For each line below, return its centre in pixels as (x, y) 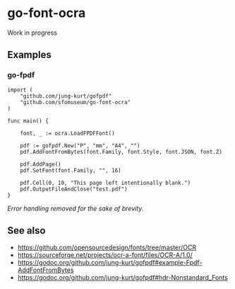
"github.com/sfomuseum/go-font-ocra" (76, 102)
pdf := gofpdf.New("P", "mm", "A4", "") (80, 146)
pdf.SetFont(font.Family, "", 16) (71, 170)
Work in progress (32, 33)
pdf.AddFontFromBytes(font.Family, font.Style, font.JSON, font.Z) (121, 152)
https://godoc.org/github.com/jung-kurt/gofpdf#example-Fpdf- (110, 263)
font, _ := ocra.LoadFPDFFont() (67, 133)
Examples (29, 55)
